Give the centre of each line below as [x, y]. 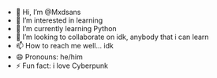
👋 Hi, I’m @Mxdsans [48, 12]
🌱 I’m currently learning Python [66, 28]
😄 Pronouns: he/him [49, 57]
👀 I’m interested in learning [59, 20]
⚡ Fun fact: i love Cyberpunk [62, 66]
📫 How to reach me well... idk [65, 46]
